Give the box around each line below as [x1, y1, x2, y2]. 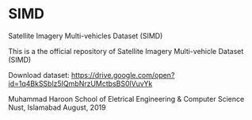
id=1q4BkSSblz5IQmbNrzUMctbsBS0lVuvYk [8, 79, 153, 88]
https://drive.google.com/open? [71, 70, 175, 79]
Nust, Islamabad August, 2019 [8, 103, 106, 112]
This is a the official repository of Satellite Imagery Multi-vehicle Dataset [8, 46, 244, 56]
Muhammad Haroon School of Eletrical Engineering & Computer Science [8, 94, 245, 103]
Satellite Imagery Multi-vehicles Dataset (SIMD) [8, 31, 163, 41]
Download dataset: [8, 70, 70, 79]
